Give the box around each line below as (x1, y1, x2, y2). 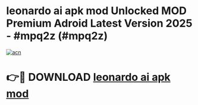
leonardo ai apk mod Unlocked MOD (6, 4, 187, 18)
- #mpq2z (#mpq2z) (6, 29, 108, 42)
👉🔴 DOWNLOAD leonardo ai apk (6, 71, 171, 84)
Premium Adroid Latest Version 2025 (6, 17, 193, 30)
